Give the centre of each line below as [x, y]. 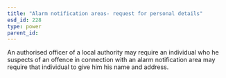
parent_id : [23, 33]
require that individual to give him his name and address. [88, 67]
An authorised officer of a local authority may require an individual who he [113, 52]
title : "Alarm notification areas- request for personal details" [105, 13]
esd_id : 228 [24, 20]
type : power [24, 26]
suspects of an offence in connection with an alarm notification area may [111, 60]
